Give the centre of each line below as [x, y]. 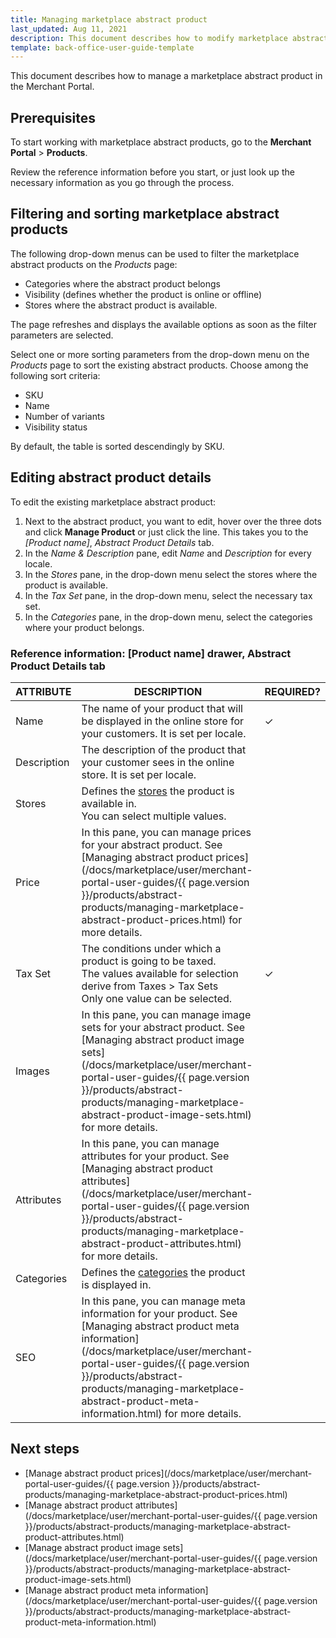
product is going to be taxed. [149, 961]
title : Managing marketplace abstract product [109, 19]
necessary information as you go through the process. [122, 183]
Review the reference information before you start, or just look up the [152, 172]
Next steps [45, 1449]
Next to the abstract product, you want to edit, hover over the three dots [173, 521]
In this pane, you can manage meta [163, 1301]
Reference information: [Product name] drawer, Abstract [151, 653]
